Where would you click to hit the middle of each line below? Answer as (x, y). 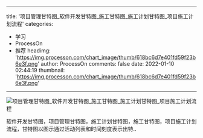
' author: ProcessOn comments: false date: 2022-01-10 (106, 64)
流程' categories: (32, 24)
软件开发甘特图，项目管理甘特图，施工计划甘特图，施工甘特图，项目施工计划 (101, 121)
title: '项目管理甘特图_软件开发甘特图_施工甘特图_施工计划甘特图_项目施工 (97, 16)
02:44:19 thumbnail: (40, 70)
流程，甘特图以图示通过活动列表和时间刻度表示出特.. (72, 129)
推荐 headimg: (33, 51)
